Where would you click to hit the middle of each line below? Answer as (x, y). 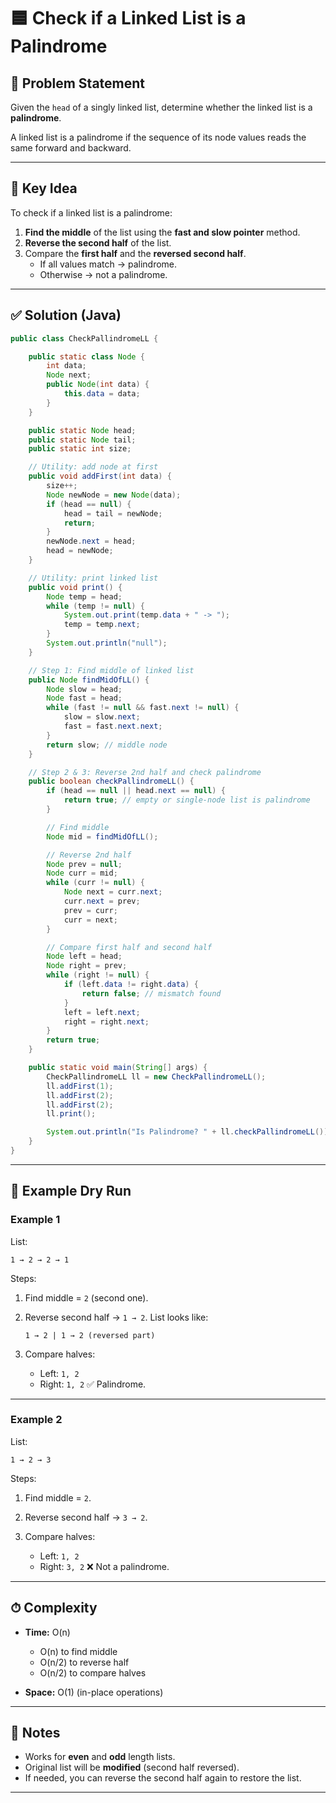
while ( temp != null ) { (95, 606)
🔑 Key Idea (44, 188)
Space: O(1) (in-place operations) (94, 1692)
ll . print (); (71, 1114)
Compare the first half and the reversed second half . (135, 253)
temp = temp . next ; (102, 625)
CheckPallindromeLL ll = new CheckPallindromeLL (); (156, 1076)
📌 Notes (35, 1733)
